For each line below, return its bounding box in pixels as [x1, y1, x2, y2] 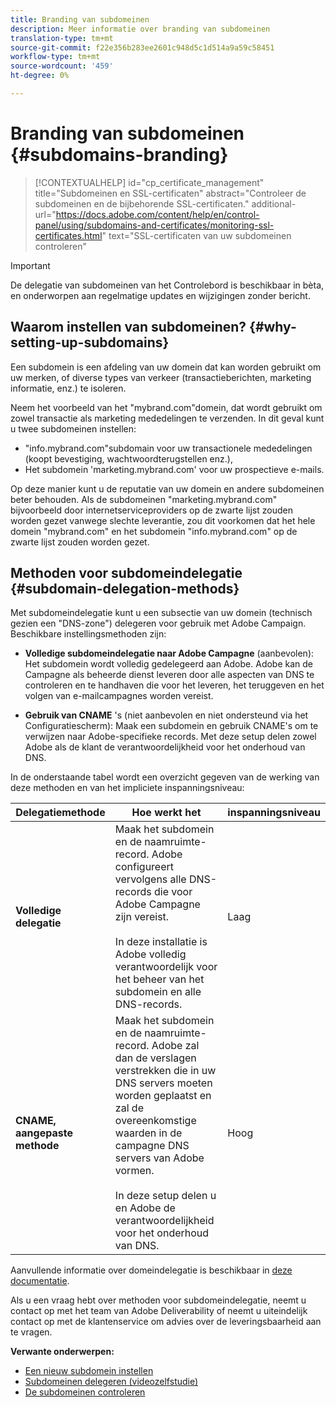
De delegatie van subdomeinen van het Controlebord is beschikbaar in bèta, [10, 279, 325, 291]
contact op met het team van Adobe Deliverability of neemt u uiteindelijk [10, 1305, 308, 1317]
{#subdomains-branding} [10, 144, 229, 166]
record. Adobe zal [114, 1039, 200, 1053]
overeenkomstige [114, 1114, 197, 1128]
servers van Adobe [114, 1151, 205, 1165]
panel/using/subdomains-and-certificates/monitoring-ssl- [34, 219, 275, 231]
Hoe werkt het [131, 806, 202, 820]
